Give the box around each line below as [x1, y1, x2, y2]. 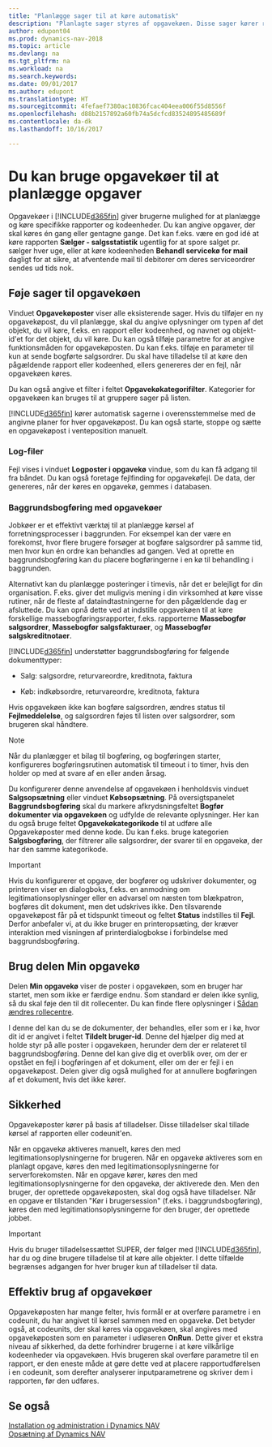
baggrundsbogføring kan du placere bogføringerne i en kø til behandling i [8, 555, 253, 565]
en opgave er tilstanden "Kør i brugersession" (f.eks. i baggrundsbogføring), [8, 1195, 263, 1205]
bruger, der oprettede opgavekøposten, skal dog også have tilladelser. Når [8, 1186, 257, 1197]
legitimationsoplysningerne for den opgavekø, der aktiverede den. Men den [8, 1178, 260, 1188]
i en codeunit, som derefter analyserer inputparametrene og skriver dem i [8, 1367, 253, 1376]
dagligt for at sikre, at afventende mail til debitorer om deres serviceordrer [8, 254, 256, 264]
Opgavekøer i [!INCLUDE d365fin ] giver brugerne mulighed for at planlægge [8, 211, 261, 221]
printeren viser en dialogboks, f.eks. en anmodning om [8, 885, 190, 894]
